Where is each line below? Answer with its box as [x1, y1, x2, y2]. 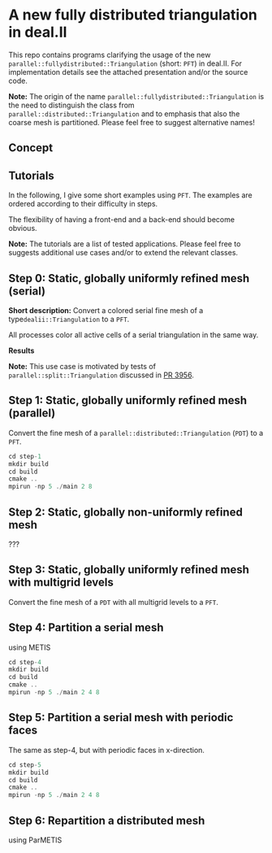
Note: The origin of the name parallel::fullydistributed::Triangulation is [8, 91, 265, 101]
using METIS [8, 642, 51, 652]
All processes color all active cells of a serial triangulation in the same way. [8, 329, 259, 339]
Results [8, 346, 35, 355]
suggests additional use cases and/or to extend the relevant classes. [8, 248, 238, 258]
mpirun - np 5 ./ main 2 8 [8, 482, 93, 491]
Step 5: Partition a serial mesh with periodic [8, 711, 234, 725]
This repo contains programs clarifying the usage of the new [8, 50, 211, 59]
